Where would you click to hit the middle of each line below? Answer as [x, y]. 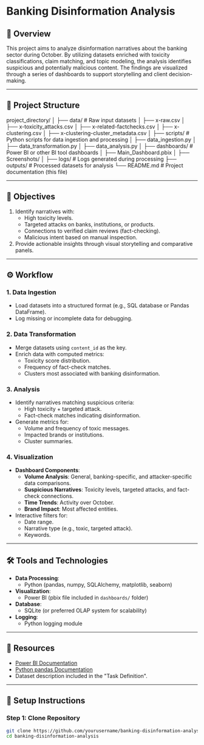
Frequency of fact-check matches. [67, 367]
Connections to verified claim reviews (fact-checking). [92, 231]
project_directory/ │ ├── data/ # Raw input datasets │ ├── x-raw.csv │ [96, 120]
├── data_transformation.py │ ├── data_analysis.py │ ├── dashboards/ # [100, 146]
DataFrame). [31, 312]
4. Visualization [30, 456]
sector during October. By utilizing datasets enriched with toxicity [88, 55]
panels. [24, 250]
